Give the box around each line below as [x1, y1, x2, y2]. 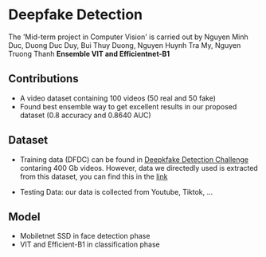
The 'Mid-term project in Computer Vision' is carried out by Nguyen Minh [8, 32, 248, 42]
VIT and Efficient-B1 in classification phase [19, 239, 161, 249]
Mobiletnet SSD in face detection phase [19, 231, 151, 241]
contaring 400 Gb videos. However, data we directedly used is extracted [19, 163, 259, 172]
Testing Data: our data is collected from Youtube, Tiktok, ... [19, 187, 213, 196]
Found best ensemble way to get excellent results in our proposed [19, 101, 237, 111]
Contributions [8, 72, 79, 85]
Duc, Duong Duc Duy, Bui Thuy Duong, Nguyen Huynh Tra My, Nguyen [8, 40, 241, 49]
